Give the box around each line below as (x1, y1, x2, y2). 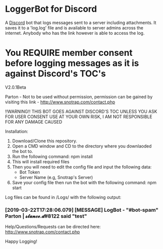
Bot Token (19, 169, 40, 175)
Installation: (5, 128, 28, 134)
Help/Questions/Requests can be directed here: (5, 224, 101, 230)
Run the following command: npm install (12, 153, 93, 159)
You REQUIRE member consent (5, 48, 133, 58)
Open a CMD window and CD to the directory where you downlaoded (12, 143, 152, 149)
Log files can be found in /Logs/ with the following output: (5, 194, 122, 200)
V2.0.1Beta (5, 84, 26, 90)
